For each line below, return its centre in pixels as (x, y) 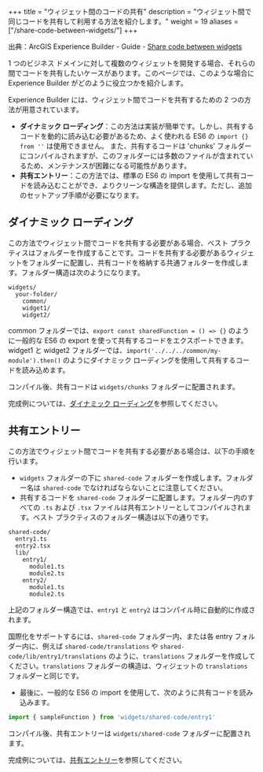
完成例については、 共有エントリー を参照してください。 (97, 759)
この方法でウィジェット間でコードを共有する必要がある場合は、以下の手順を (132, 451)
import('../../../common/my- (174, 351)
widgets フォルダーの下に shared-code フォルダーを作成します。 (122, 477)
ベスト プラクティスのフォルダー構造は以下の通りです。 (123, 517)
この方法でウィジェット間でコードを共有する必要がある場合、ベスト (119, 243)
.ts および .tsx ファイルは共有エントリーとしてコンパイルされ (143, 507)
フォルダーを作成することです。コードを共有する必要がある (131, 252)
